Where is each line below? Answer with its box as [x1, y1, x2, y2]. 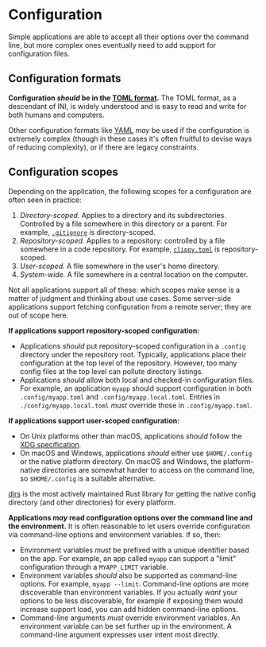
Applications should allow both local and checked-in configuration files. [19, 375, 255, 384]
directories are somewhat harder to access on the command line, [41, 465, 255, 474]
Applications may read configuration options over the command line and [8, 513, 253, 522]
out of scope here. [8, 310, 69, 320]
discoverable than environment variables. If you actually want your [19, 587, 238, 597]
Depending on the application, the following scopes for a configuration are [8, 186, 252, 196]
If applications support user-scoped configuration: [8, 415, 180, 425]
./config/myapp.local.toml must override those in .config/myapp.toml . [19, 400, 253, 410]
